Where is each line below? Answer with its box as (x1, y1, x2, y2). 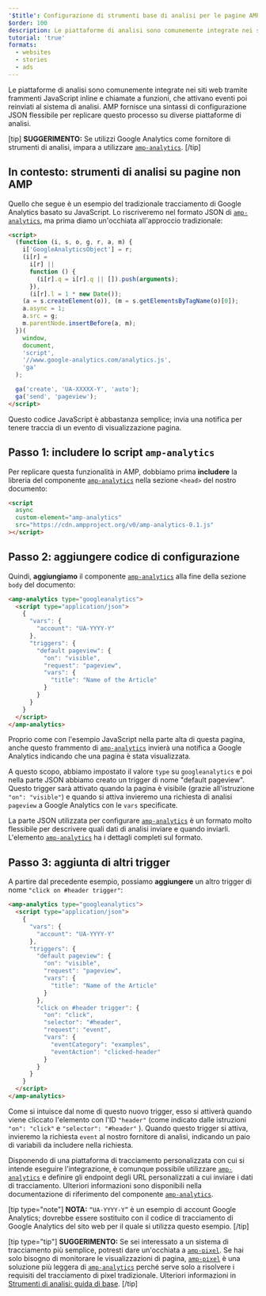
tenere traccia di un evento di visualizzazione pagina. (8, 422, 182, 432)
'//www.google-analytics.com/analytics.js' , (22, 356, 172, 365)
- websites (15, 48, 51, 56)
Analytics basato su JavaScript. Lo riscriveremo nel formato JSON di (8, 207, 232, 216)
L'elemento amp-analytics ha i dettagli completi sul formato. (8, 833, 203, 843)
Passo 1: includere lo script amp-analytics (8, 445, 215, 460)
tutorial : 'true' (8, 33, 66, 42)
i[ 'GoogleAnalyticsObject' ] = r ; (22, 246, 133, 254)
